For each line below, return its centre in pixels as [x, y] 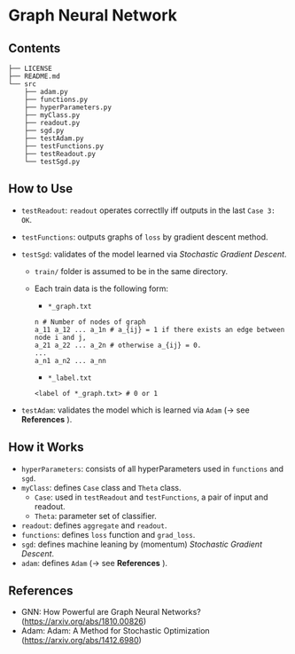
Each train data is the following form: [101, 288]
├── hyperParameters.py [68, 107]
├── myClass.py [52, 115]
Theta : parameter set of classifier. [95, 516]
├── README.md [35, 76]
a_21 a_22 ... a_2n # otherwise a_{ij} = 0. [118, 345]
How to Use [41, 189]
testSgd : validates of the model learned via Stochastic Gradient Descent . [154, 254]
